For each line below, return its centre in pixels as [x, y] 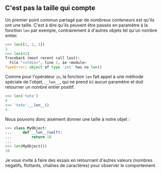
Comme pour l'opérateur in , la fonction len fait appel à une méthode [74, 77]
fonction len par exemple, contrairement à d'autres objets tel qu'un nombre [81, 30]
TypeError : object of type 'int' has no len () [54, 67]
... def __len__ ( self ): [34, 133]
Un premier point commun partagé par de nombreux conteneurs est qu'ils [80, 20]
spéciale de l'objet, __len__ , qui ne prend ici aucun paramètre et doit [74, 82]
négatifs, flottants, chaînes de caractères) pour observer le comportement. [81, 165]
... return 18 [28, 137]
